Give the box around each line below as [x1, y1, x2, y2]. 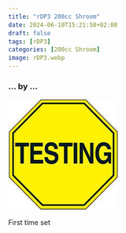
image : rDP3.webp [8, 54, 65, 62]
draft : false [8, 29, 51, 37]
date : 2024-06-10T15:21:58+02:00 [8, 20, 118, 29]
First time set [8, 218, 51, 228]
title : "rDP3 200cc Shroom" [8, 13, 101, 20]
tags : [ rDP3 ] [8, 38, 51, 46]
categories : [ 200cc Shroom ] [8, 46, 101, 54]
